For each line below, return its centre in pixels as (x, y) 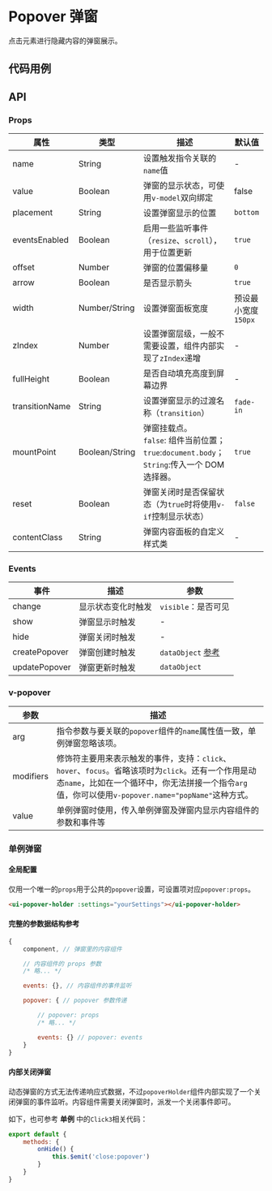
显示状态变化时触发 (115, 607)
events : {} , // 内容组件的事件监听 (77, 986)
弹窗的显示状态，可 (180, 186)
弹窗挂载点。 (168, 429)
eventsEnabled (40, 240)
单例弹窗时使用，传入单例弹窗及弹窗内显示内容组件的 (157, 810)
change (27, 606)
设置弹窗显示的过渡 (180, 401)
